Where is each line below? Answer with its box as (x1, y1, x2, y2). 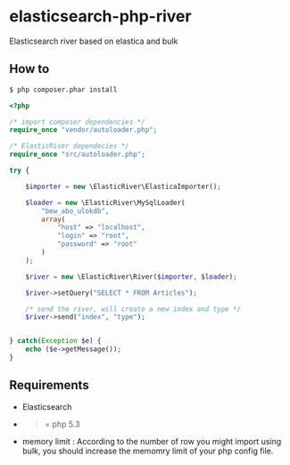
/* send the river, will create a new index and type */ (25, 305, 242, 314)
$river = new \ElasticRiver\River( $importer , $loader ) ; (25, 272, 238, 281)
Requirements (9, 378, 89, 393)
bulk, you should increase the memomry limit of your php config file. (21, 445, 274, 456)
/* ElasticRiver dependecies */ (9, 142, 129, 151)
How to (9, 61, 50, 77)
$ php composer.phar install (9, 85, 118, 94)
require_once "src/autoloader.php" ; (9, 150, 145, 159)
